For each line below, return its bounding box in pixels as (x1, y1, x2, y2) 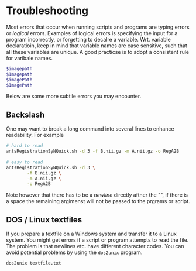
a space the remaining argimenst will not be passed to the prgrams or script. (6, 198, 190, 205)
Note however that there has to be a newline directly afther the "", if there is (6, 191, 188, 198)
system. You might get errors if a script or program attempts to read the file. (6, 236, 189, 243)
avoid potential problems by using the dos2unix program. (6, 249, 143, 256)
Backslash (6, 109, 45, 119)
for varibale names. (6, 54, 53, 61)
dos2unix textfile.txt (6, 260, 61, 266)
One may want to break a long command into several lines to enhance (6, 125, 174, 132)
